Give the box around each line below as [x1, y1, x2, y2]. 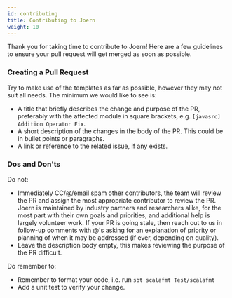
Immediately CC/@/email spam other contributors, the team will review [17, 189, 222, 197]
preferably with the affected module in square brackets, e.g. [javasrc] [17, 111, 221, 120]
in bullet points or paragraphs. [17, 134, 105, 142]
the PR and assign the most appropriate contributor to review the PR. [17, 196, 216, 204]
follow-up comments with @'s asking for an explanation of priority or [17, 226, 217, 234]
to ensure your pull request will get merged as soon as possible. [7, 50, 192, 58]
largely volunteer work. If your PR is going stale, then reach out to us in [17, 218, 223, 226]
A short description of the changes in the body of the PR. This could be [17, 127, 224, 135]
